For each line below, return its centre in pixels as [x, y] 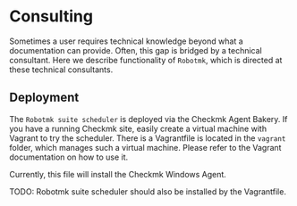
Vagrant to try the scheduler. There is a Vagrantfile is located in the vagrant [148, 138]
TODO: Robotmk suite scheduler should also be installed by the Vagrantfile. [148, 191]
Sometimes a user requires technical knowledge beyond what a [126, 41]
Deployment [44, 98]
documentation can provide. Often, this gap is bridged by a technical [136, 50]
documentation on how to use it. [68, 157]
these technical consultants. [61, 70]
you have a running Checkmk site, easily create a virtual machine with [138, 128]
